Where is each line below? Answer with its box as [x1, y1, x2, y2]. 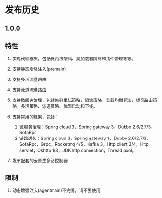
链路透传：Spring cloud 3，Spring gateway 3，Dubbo [19, 135, 127, 141]
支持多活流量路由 [12, 77, 47, 82]
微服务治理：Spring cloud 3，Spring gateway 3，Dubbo [19, 124, 132, 130]
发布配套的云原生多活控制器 [12, 158, 68, 164]
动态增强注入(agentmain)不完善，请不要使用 [12, 187, 101, 193]
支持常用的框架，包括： [12, 114, 59, 119]
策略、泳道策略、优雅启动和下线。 [29, 103, 98, 109]
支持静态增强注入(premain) [12, 66, 66, 72]
